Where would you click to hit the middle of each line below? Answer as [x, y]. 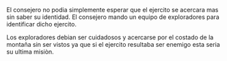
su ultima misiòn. [30, 52]
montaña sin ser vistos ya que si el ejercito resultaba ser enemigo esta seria [113, 44]
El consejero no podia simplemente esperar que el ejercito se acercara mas [112, 10]
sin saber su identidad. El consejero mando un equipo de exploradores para [113, 17]
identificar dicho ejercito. [41, 24]
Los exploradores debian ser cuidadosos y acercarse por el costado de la [110, 37]
